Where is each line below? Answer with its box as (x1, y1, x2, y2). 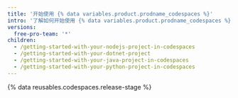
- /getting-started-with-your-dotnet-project (13, 50, 151, 58)
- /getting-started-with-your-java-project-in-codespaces (13, 57, 190, 64)
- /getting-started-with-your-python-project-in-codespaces (13, 63, 195, 70)
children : (7, 37, 37, 44)
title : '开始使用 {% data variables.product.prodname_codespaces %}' (7, 10, 213, 18)
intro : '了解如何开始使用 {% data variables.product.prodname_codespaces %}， (7, 17, 237, 24)
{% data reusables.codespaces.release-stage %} (7, 82, 152, 91)
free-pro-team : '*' (13, 30, 72, 38)
